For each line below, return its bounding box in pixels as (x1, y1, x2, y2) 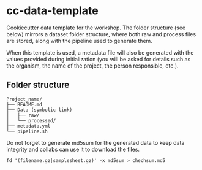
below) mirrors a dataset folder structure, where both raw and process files (6, 30, 196, 37)
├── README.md (6, 101, 43, 107)
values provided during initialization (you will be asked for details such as (6, 55, 191, 63)
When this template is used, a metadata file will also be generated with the (6, 48, 194, 56)
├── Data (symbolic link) (6, 107, 72, 113)
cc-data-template (6, 4, 99, 18)
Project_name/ (6, 96, 43, 102)
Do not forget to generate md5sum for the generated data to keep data (6, 139, 185, 146)
